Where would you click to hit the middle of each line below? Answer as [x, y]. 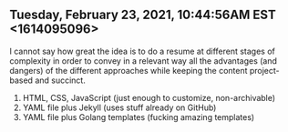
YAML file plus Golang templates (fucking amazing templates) [139, 117]
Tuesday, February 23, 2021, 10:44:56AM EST [143, 15]
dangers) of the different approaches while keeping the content [129, 70]
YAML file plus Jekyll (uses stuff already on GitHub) [119, 107]
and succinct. [61, 80]
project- [264, 70]
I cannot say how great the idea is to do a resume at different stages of [143, 51]
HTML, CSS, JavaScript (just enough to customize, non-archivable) [149, 97]
